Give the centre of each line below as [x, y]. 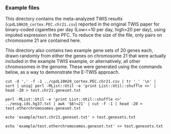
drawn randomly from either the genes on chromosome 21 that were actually [86, 56]
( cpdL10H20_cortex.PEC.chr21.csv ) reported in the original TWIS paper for [82, 24]
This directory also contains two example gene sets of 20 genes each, [79, 51]
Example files [22, 8]
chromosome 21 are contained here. [43, 40]
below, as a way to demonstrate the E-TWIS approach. [63, 72]
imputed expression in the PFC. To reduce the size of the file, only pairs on [84, 35]
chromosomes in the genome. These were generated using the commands [84, 67]
